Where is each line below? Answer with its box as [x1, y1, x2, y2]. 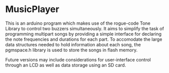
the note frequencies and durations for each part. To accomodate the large [5, 36, 162, 42]
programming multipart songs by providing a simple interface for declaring [5, 31, 162, 37]
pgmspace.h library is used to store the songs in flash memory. [5, 47, 138, 53]
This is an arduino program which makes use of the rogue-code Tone [5, 20, 151, 26]
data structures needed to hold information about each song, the [5, 41, 141, 47]
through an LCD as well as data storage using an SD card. [5, 62, 126, 68]
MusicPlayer [5, 4, 60, 15]
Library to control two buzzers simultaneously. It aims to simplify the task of [5, 25, 164, 31]
